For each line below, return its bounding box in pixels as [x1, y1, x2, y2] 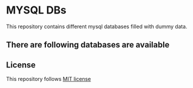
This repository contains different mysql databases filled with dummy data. [6, 23, 188, 30]
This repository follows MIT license [6, 76, 91, 83]
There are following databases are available [6, 40, 169, 50]
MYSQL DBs [6, 4, 66, 17]
